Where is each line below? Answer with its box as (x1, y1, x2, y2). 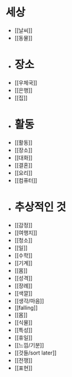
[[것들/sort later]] (14, 349, 57, 356)
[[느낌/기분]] (14, 341, 44, 349)
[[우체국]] (14, 79, 38, 86)
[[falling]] (14, 304, 38, 311)
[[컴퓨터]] (14, 176, 38, 184)
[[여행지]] (14, 229, 38, 236)
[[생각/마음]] (14, 297, 44, 304)
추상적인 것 (14, 201, 67, 214)
